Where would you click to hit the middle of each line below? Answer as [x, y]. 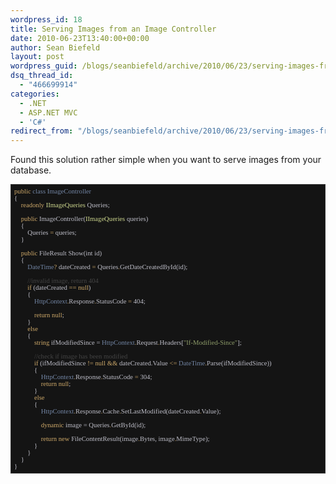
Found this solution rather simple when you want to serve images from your [166, 160]
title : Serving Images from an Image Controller [113, 29]
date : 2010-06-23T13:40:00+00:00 [80, 38]
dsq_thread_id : [42, 76]
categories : [35, 94]
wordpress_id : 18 [46, 19]
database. [31, 170]
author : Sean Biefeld [55, 47]
